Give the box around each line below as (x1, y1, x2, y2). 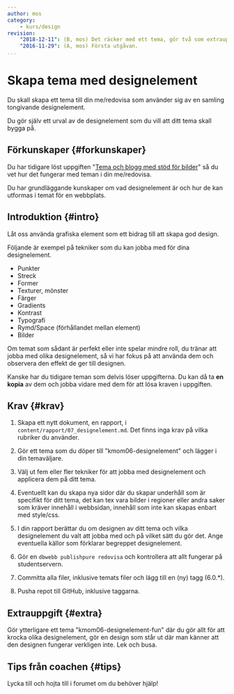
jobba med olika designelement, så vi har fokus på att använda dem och (7, 351, 214, 360)
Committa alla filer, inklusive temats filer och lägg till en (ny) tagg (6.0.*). (17, 573, 225, 582)
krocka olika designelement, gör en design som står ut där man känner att (7, 633, 219, 642)
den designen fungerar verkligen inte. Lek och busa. (7, 640, 157, 649)
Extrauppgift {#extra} (7, 607, 103, 619)
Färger (17, 293, 37, 302)
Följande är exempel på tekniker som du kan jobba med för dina (7, 243, 190, 252)
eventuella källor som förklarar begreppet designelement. (17, 539, 182, 548)
